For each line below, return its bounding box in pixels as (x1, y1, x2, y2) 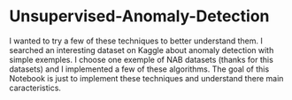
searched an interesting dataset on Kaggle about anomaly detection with (9, 44, 274, 55)
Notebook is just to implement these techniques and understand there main (9, 73, 284, 83)
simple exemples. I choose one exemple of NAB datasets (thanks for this (9, 54, 274, 65)
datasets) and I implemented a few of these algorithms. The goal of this (9, 64, 270, 74)
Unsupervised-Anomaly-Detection (9, 6, 270, 27)
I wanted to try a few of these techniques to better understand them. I (9, 35, 263, 46)
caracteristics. (9, 82, 62, 93)
